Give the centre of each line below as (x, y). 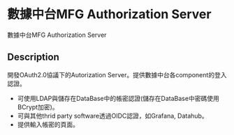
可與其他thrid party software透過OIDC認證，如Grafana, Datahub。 (112, 116)
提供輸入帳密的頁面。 (48, 124)
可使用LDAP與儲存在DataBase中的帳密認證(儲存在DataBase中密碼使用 (118, 98)
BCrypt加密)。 (38, 107)
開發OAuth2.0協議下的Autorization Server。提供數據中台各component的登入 (117, 74)
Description (33, 57)
